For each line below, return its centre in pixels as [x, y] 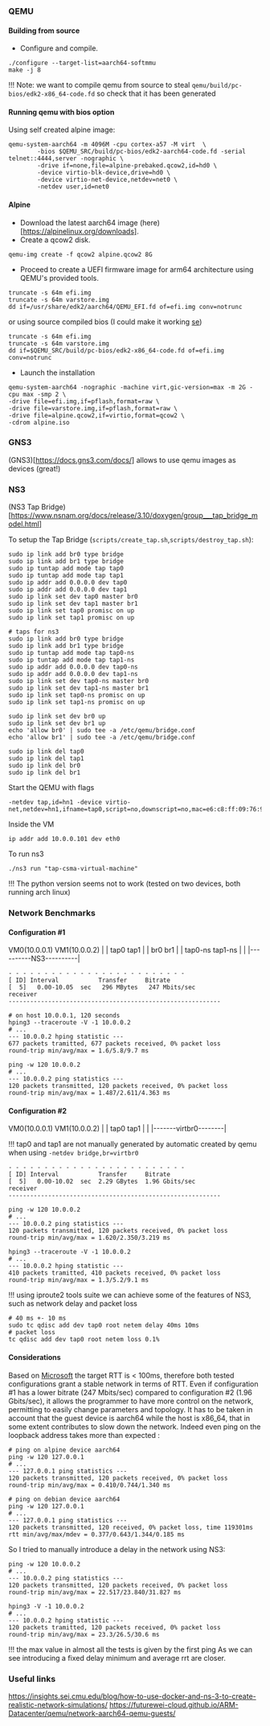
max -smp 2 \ [45, 394]
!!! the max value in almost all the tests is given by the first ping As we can [131, 1649]
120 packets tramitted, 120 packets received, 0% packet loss [115, 1627]
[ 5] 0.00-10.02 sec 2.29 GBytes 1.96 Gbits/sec [102, 1182]
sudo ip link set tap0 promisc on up [72, 611]
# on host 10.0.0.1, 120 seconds [64, 1015]
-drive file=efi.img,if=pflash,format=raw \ [84, 401]
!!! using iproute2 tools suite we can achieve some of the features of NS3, [130, 1295]
